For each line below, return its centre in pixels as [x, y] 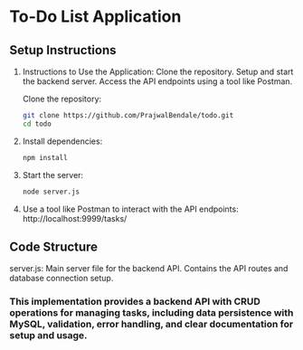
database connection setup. [62, 279]
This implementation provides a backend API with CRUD [135, 302]
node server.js [51, 192]
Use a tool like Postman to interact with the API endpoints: [130, 209]
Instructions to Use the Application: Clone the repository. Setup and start [158, 71]
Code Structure [53, 246]
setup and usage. [48, 336]
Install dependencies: [62, 141]
